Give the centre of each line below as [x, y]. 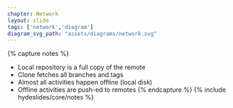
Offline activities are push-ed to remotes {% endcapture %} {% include [121, 90]
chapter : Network [33, 14]
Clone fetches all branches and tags [70, 75]
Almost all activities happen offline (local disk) [85, 83]
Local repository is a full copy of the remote [81, 67]
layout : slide [28, 20]
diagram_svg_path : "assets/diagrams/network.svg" [82, 34]
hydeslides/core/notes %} [56, 97]
